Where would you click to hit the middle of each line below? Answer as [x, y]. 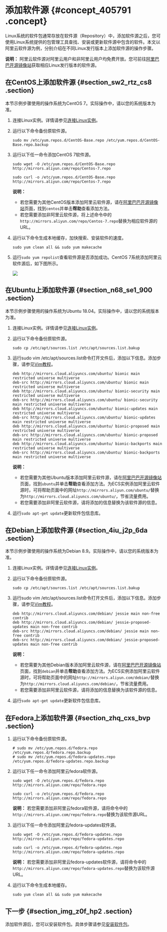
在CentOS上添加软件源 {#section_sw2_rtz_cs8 [79, 82]
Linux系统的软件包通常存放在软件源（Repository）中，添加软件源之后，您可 [83, 36]
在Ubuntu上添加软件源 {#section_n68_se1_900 [79, 290]
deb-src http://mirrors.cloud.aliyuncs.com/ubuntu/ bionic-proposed [85, 435]
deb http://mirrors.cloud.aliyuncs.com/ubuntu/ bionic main [76, 373]
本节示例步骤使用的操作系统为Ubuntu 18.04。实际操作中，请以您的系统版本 [82, 311]
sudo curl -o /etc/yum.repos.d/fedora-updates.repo [67, 848]
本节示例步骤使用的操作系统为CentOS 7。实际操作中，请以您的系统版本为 [81, 103]
